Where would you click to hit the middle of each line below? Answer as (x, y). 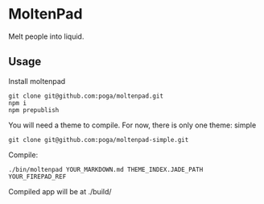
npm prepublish (34, 110)
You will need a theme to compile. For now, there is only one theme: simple (132, 125)
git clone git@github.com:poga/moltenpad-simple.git (99, 139)
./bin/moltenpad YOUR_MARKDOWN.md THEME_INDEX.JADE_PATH (106, 169)
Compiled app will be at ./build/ (60, 191)
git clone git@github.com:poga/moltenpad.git (86, 96)
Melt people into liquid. (46, 36)
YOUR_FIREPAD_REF (37, 177)
